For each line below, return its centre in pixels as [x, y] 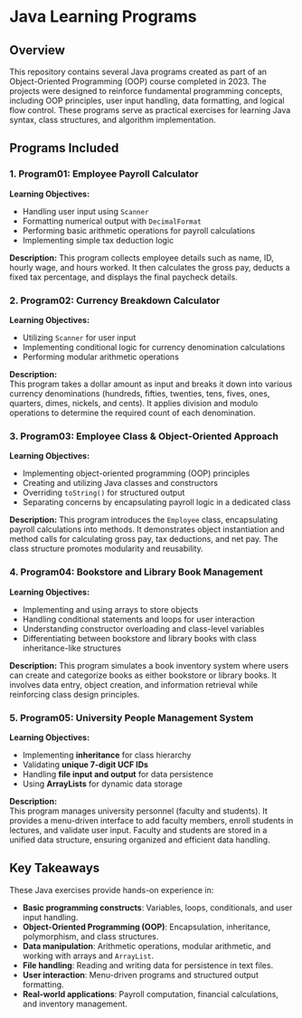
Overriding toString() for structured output [104, 493]
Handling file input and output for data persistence [118, 774]
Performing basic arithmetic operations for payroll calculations [139, 230]
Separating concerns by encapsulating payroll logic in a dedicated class [156, 502]
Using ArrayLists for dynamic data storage [102, 784]
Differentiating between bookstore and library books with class [140, 638]
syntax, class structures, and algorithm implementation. [113, 120]
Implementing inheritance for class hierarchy [107, 755]
